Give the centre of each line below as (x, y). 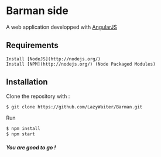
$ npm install (23, 129)
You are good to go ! (31, 147)
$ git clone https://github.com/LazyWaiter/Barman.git (74, 107)
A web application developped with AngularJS (61, 27)
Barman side (37, 11)
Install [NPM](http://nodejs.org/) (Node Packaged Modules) (81, 64)
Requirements (32, 45)
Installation (27, 82)
